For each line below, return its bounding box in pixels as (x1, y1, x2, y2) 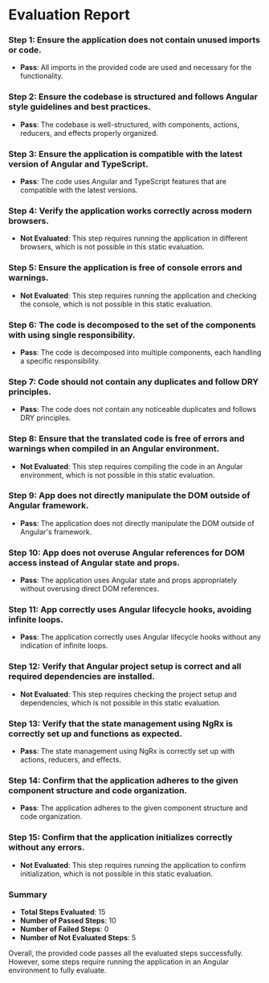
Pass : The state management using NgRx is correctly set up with (19, 747, 235, 756)
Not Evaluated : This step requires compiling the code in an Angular (19, 461, 243, 471)
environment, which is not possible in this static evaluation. (19, 470, 215, 479)
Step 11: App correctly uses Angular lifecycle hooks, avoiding (8, 604, 252, 615)
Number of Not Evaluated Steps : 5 (19, 932, 137, 942)
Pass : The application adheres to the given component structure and (19, 803, 248, 813)
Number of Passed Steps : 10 (19, 915, 116, 925)
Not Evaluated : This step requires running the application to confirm (19, 860, 247, 870)
